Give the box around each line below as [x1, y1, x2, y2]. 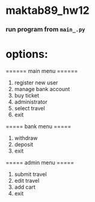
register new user [14, 79, 58, 86]
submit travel [14, 171, 47, 178]
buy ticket [14, 92, 40, 99]
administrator [14, 98, 47, 106]
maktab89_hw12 [5, 4, 90, 17]
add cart [14, 183, 35, 191]
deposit [14, 141, 34, 148]
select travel [14, 105, 46, 112]
